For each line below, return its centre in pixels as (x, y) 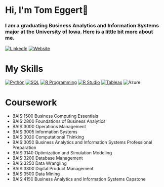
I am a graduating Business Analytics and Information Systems (82, 26)
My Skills (24, 69)
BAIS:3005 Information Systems (45, 132)
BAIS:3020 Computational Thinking (48, 137)
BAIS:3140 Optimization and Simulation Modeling (62, 153)
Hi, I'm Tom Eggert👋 (47, 10)
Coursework (31, 102)
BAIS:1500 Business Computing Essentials (55, 116)
